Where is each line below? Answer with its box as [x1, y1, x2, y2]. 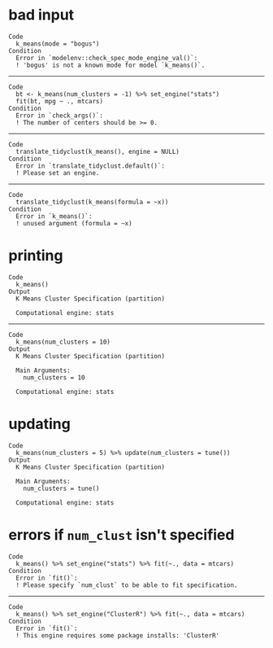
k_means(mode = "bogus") [15, 39, 100, 48]
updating [8, 415, 71, 433]
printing [8, 247, 63, 265]
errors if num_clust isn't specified [8, 526, 235, 544]
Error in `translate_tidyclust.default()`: [15, 161, 165, 170]
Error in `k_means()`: [15, 212, 93, 221]
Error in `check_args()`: [15, 112, 104, 120]
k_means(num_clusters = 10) [15, 338, 111, 346]
